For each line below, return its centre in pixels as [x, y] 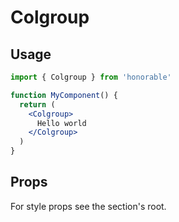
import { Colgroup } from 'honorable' [91, 77]
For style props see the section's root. [88, 206]
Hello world [61, 123]
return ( [37, 104]
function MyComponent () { [64, 95]
